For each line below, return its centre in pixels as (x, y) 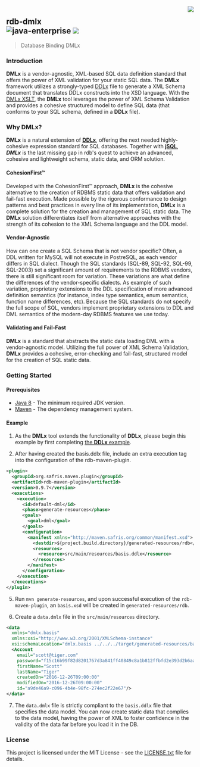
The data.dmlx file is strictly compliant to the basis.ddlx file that (93, 705)
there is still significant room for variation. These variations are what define (98, 276)
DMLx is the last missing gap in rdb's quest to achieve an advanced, (90, 153)
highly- (169, 140)
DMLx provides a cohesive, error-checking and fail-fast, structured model (97, 354)
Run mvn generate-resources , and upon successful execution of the (97, 598)
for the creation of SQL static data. (49, 360)
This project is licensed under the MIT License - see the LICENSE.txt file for (99, 753)
